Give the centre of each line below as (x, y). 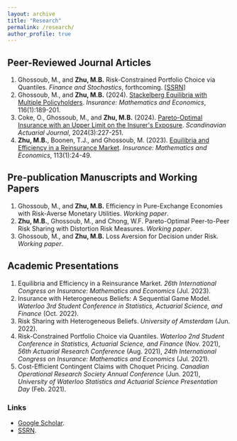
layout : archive (31, 14)
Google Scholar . (41, 423)
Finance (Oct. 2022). (48, 313)
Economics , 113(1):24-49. (55, 155)
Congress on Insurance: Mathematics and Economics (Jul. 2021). (114, 358)
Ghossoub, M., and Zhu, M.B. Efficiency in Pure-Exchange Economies (120, 206)
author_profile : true (39, 34)
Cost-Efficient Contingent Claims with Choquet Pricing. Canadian (113, 366)
